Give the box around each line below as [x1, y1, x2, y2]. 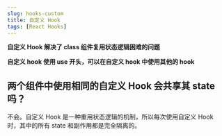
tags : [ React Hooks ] [7, 23, 68, 30]
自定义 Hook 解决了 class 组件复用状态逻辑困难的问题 [7, 43, 160, 51]
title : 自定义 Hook [7, 17, 61, 24]
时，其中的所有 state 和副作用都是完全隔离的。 [7, 121, 141, 130]
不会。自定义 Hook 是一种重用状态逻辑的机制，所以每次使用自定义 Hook [7, 112, 214, 121]
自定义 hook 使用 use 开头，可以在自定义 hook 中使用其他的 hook [7, 58, 195, 66]
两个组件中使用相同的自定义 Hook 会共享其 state [7, 80, 216, 92]
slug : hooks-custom [7, 10, 64, 17]
